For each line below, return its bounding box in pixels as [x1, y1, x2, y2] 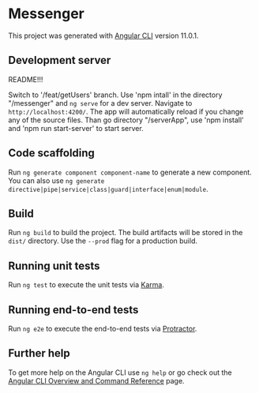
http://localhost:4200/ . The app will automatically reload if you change [8, 107, 244, 116]
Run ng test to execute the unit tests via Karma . [8, 280, 164, 290]
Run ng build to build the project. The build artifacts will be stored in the [8, 228, 243, 238]
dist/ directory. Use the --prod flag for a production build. [8, 236, 197, 245]
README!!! [8, 74, 43, 84]
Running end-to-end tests [8, 303, 139, 316]
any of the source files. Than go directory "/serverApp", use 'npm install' [8, 115, 245, 125]
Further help [8, 346, 71, 360]
